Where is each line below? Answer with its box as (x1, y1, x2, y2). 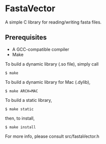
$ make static (5, 106, 34, 112)
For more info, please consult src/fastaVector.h (5, 133, 100, 139)
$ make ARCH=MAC (5, 89, 38, 94)
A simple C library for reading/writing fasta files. (5, 19, 102, 25)
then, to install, (5, 115, 35, 121)
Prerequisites (5, 33, 47, 42)
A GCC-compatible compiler (12, 46, 69, 52)
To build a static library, (5, 97, 52, 103)
